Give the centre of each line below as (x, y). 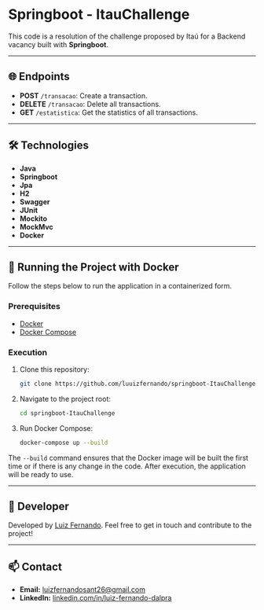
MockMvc (36, 226)
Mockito (33, 219)
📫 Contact (35, 566)
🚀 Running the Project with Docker (93, 267)
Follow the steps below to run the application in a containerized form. (120, 286)
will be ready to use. (41, 474)
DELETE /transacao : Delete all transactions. (90, 104)
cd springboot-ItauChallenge (67, 413)
